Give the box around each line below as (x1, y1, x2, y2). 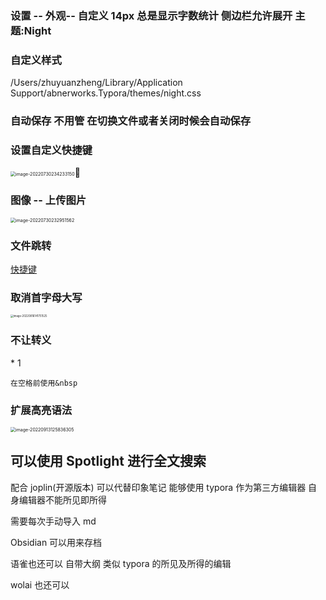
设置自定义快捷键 (10, 143, 93, 157)
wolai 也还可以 (10, 578, 70, 591)
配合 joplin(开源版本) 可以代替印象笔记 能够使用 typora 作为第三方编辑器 (10, 481, 307, 493)
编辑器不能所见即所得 (18, 493, 107, 506)
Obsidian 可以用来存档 (10, 536, 103, 548)
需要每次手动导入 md (10, 515, 97, 527)
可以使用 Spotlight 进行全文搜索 (10, 453, 207, 470)
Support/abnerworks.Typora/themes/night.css (10, 87, 202, 99)
